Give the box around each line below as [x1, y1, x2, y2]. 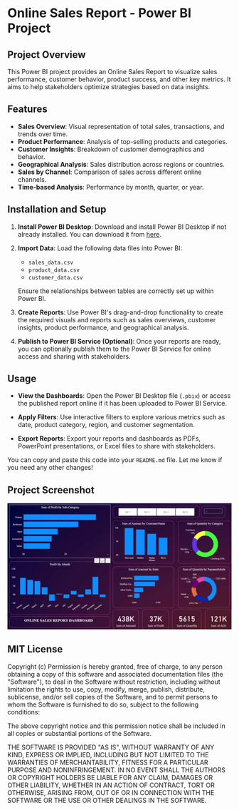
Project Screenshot [7, 483, 95, 496]
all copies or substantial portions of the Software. [7, 729, 152, 737]
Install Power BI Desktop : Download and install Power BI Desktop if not [17, 222, 227, 231]
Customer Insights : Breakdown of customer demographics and [17, 145, 205, 153]
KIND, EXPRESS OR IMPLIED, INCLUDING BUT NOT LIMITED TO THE [7, 750, 209, 759]
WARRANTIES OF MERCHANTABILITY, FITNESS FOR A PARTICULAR [7, 758, 208, 767]
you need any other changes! [7, 463, 94, 472]
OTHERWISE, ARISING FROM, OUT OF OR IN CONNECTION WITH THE [7, 788, 215, 796]
